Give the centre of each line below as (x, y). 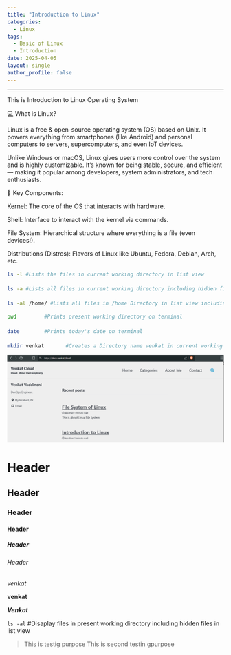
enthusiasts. (24, 179)
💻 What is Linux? (32, 113)
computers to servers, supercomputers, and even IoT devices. (95, 144)
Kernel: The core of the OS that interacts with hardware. (86, 206)
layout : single (29, 65)
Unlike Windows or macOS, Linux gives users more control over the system (114, 157)
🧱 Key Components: (35, 192)
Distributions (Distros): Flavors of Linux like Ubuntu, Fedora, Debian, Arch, (112, 253)
